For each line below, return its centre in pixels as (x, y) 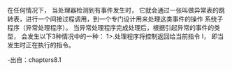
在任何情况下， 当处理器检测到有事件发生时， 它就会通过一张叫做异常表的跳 (116, 10)
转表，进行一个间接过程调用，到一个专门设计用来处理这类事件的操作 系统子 (115, 19)
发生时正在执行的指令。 (41, 45)
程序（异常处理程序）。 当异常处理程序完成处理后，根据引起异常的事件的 (111, 27)
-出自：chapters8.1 (34, 60)
